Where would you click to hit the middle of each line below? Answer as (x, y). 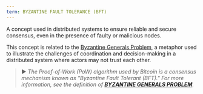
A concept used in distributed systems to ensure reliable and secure (92, 29)
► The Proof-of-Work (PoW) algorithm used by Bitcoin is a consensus (108, 71)
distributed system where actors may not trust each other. (79, 60)
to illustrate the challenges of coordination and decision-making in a (91, 53)
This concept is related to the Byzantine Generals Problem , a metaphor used (101, 47)
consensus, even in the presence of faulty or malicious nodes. (84, 35)
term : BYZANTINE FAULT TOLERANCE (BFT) (57, 12)
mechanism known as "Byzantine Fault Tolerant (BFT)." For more (102, 78)
